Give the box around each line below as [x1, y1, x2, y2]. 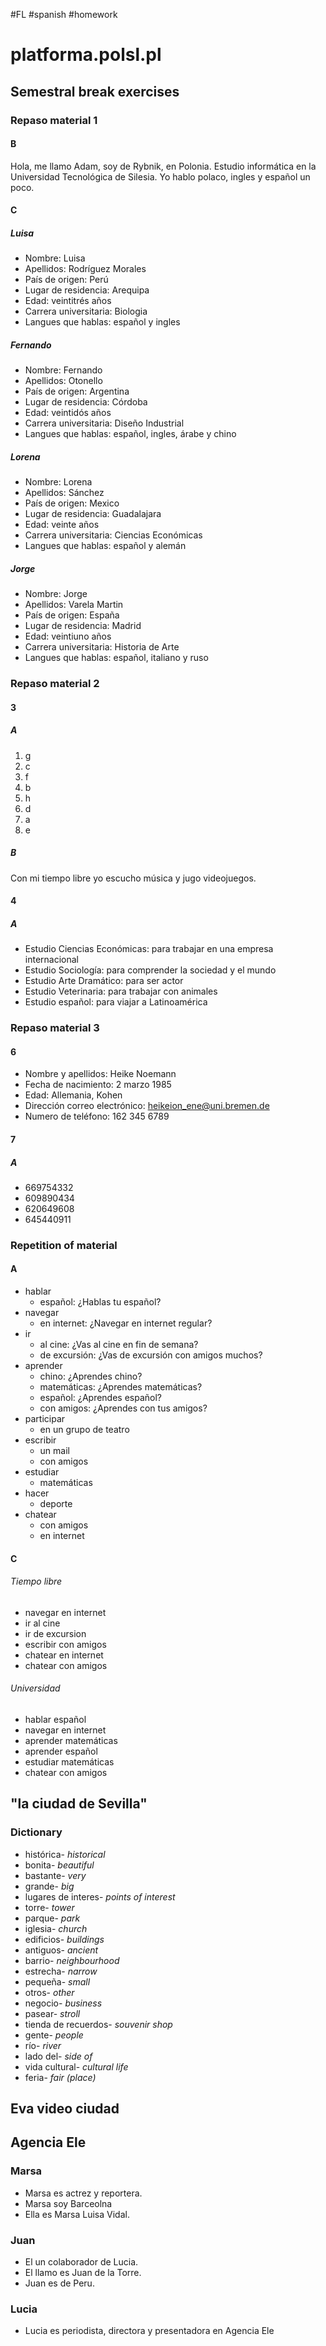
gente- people [24, 2029, 84, 2041]
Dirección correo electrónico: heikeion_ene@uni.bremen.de [24, 1100, 270, 1112]
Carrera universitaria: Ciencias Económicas [24, 529, 203, 541]
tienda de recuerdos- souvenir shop [24, 2018, 173, 2030]
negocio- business [24, 1997, 103, 2009]
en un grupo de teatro [39, 1424, 130, 1435]
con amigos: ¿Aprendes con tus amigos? [39, 1402, 208, 1414]
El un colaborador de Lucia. [24, 2256, 139, 2268]
